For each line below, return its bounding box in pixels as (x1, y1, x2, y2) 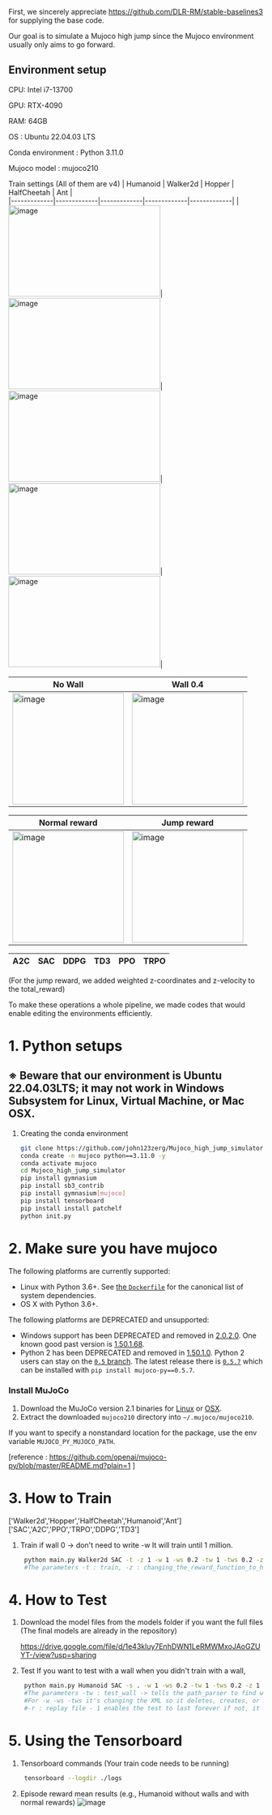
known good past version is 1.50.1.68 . (19, 1339, 145, 1348)
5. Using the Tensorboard (8, 1732, 183, 1750)
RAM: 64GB (8, 116, 48, 126)
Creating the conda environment (19, 1128, 129, 1138)
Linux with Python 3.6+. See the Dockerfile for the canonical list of (19, 1282, 244, 1292)
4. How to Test (8, 1591, 108, 1609)
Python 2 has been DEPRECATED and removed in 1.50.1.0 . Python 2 (19, 1347, 245, 1357)
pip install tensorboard (19, 1197, 104, 1205)
